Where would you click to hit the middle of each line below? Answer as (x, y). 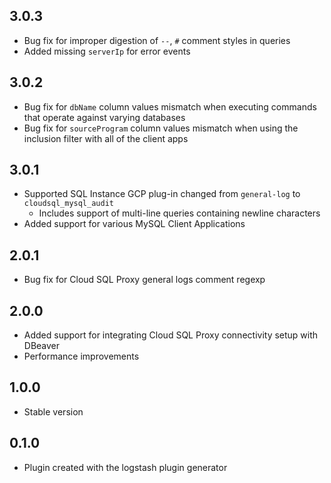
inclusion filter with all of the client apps (106, 138)
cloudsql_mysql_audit (68, 204)
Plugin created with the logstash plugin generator (125, 467)
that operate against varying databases (104, 117)
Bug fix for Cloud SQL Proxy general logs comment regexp (144, 280)
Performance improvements (81, 356)
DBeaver (42, 346)
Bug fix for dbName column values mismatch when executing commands (170, 106)
